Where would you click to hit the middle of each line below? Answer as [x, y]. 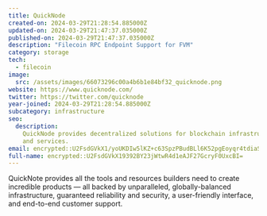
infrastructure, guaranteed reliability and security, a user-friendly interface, [131, 195]
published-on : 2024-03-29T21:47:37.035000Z [81, 38]
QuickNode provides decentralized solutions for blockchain [124, 133]
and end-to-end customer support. [66, 204]
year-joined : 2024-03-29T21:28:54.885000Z [79, 104]
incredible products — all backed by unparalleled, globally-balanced [120, 187]
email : [19, 148]
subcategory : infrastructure [56, 112]
